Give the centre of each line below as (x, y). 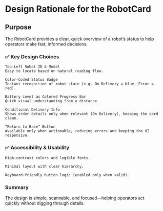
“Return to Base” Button (30, 127)
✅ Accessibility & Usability (37, 148)
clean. (12, 118)
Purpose (18, 27)
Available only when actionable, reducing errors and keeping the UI (77, 131)
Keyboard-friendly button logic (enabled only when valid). (68, 175)
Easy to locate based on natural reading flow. (54, 71)
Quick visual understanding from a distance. (52, 101)
